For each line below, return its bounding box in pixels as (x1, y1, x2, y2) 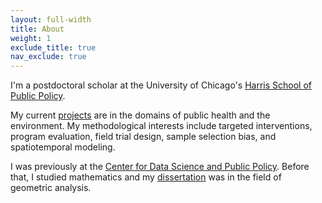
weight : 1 (10, 33, 52, 43)
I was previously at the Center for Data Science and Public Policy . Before (10, 161, 310, 173)
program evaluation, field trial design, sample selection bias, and (10, 131, 277, 143)
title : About (10, 24, 65, 34)
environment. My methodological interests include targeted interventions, (10, 120, 313, 132)
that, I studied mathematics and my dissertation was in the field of (10, 171, 282, 183)
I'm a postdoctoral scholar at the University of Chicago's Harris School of (10, 79, 312, 91)
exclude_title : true (10, 42, 97, 53)
